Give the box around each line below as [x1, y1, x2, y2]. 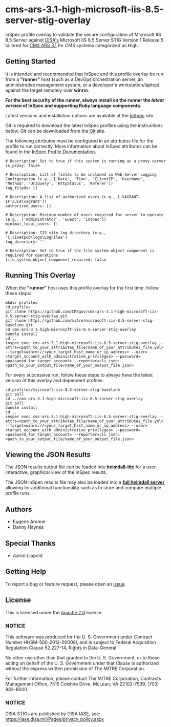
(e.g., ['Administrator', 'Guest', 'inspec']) [5, 217, 106, 222]
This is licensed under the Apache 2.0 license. [5, 609, 103, 615]
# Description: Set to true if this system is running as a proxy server [5, 158, 166, 163]
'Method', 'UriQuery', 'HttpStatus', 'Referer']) [5, 181, 114, 186]
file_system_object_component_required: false [5, 257, 106, 262]
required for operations [5, 253, 58, 258]
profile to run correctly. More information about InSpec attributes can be [5, 143, 158, 149]
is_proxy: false [5, 163, 40, 168]
